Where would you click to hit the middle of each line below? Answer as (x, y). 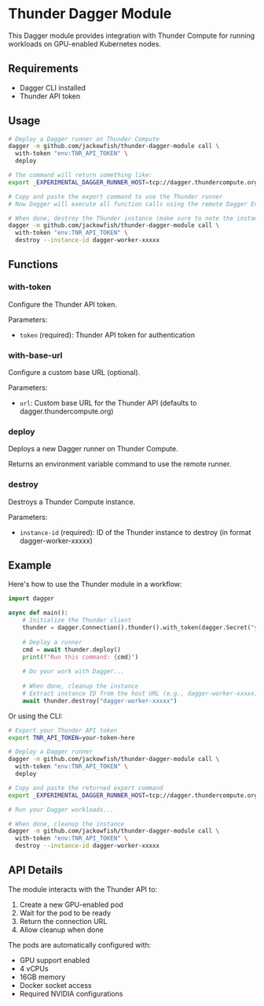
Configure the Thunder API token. (63, 304)
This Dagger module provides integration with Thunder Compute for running (132, 35)
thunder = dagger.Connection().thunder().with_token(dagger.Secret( (137, 628)
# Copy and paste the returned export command (86, 788)
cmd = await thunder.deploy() (72, 650)
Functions (33, 265)
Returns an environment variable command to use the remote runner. (120, 464)
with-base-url (35, 355)
